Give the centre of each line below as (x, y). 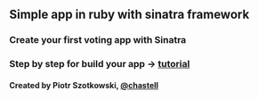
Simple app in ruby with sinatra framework (129, 15)
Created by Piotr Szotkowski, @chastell (84, 85)
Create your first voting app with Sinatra (98, 40)
